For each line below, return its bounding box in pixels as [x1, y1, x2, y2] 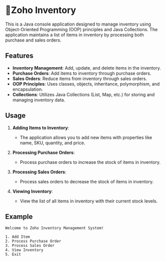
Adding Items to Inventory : [12, 125, 69, 131]
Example [5, 212, 33, 221]
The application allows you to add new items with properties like [19, 134, 152, 140]
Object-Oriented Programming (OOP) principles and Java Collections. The [5, 26, 158, 32]
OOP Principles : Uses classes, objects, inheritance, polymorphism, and [12, 81, 160, 87]
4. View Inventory [5, 247, 43, 252]
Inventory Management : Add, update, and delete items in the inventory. [12, 65, 161, 71]
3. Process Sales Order [5, 243, 55, 248]
